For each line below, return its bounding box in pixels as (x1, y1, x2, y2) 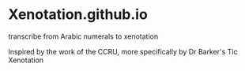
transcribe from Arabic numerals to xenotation (8, 32, 159, 41)
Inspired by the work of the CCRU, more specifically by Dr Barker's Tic (8, 47, 238, 56)
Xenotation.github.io (8, 6, 148, 24)
